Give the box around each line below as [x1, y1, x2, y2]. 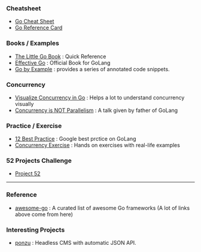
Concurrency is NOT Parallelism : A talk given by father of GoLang [14, 107, 178, 114]
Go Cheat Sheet [14, 18, 54, 25]
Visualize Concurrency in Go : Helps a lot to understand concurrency [14, 94, 185, 101]
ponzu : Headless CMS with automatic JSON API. [14, 239, 136, 247]
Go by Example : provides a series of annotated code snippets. [14, 65, 170, 72]
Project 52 [14, 170, 41, 177]
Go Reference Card [14, 24, 63, 31]
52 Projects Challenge [6, 157, 72, 165]
